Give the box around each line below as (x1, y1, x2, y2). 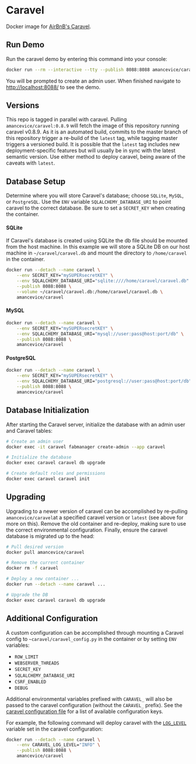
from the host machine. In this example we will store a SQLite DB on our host (6, 244, 190, 251)
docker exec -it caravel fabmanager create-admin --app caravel (6, 444, 166, 450)
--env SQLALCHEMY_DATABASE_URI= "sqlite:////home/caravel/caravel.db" (16, 278, 190, 284)
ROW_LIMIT (14, 654, 39, 660)
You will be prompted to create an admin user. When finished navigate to (6, 77, 181, 84)
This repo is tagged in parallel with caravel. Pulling (6, 116, 127, 123)
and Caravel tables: (6, 427, 52, 434)
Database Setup (6, 176, 66, 186)
